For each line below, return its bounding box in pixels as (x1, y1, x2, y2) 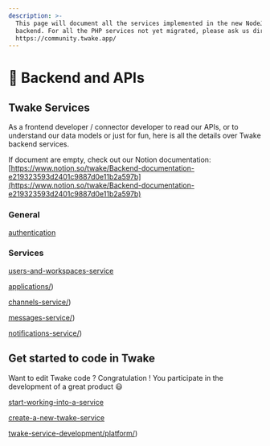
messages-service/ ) (8, 312, 76, 322)
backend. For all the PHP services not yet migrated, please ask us (15, 27, 250, 35)
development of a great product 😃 (8, 382, 123, 391)
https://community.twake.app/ (15, 34, 117, 43)
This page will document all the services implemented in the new (15, 19, 243, 27)
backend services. (8, 139, 70, 149)
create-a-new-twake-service (8, 412, 105, 423)
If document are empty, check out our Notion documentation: (8, 155, 211, 165)
